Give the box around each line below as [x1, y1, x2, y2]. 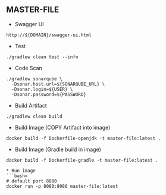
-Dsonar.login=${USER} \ [11, 86, 73, 92]
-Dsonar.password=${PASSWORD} [11, 92, 86, 97]
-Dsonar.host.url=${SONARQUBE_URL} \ [11, 81, 105, 87]
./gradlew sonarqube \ [6, 76, 62, 82]
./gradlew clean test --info [6, 54, 79, 60]
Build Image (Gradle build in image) [14, 146, 101, 153]
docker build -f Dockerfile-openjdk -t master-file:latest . [6, 135, 161, 141]
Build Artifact [14, 102, 48, 109]
